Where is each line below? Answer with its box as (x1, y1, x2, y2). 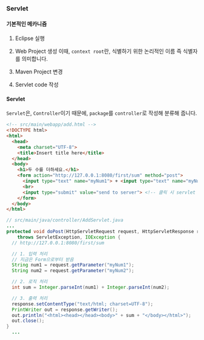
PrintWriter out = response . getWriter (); (12, 307, 118, 313)
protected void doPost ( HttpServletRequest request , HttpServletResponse (6, 229, 194, 235)
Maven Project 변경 (15, 68, 63, 75)
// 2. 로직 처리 (12, 279, 48, 285)
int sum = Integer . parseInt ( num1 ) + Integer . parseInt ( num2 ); (12, 284, 170, 291)
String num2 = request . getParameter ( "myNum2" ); (12, 268, 135, 274)
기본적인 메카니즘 (6, 20, 47, 27)
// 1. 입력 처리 (12, 251, 48, 257)
